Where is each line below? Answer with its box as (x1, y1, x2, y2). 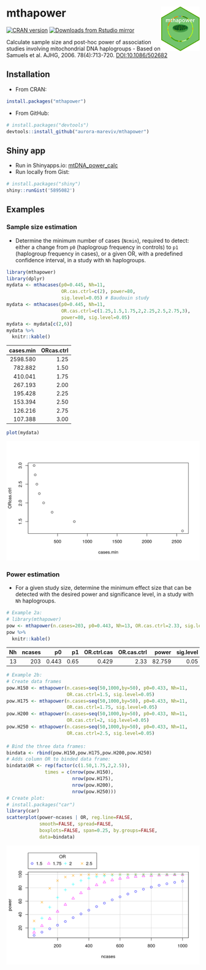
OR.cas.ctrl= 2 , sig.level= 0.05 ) (66, 718, 150, 724)
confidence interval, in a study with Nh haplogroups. (15, 256, 146, 264)
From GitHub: (15, 109, 49, 117)
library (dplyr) (6, 275, 45, 282)
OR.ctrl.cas (83, 649, 113, 656)
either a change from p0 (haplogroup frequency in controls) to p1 (15, 243, 179, 251)
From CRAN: (15, 85, 47, 93)
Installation (6, 69, 50, 80)
